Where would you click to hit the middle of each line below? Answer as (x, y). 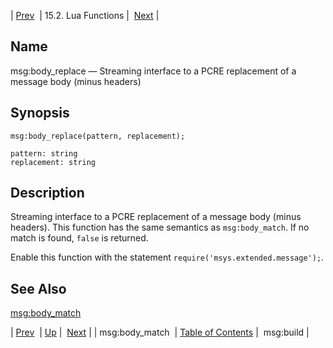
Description (47, 193)
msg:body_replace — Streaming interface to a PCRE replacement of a (153, 71)
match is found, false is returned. (79, 238)
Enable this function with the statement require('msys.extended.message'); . (167, 257)
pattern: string (44, 153)
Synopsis (40, 113)
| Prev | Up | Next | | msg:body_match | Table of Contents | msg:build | (160, 332)
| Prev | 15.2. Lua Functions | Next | (85, 15)
